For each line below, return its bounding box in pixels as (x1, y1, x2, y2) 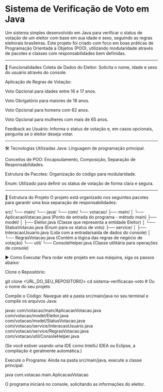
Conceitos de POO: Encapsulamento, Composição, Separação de (5, 156, 136, 162)
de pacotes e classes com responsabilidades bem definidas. (5, 50, 126, 56)
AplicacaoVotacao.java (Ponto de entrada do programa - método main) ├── (5, 214, 157, 220)
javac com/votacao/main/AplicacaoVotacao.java (5, 307, 101, 313)
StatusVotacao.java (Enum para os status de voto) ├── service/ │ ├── (5, 224, 147, 230)
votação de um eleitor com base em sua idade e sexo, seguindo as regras (5, 35, 153, 41)
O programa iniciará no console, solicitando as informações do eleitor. (5, 381, 145, 387)
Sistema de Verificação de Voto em (5, 3, 149, 15)
